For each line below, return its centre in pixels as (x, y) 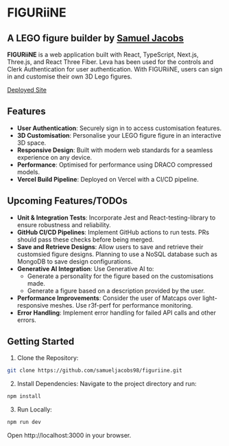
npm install (24, 396)
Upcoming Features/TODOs (68, 201)
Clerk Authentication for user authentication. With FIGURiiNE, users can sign (115, 69)
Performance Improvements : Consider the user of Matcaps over (109, 298)
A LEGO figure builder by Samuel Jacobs (95, 38)
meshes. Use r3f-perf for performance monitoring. (122, 305)
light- (210, 298)
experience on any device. (55, 157)
